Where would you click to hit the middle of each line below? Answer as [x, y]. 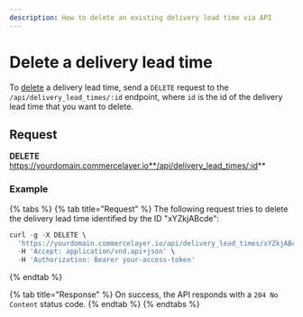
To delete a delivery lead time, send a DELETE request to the [119, 87]
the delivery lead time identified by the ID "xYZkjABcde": [114, 218]
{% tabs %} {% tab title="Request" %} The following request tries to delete [149, 209]
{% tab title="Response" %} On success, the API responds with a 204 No [144, 294]
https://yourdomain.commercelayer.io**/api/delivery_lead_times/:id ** [138, 166]
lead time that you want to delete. [71, 106]
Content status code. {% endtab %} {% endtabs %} [105, 304]
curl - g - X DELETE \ [48, 235]
